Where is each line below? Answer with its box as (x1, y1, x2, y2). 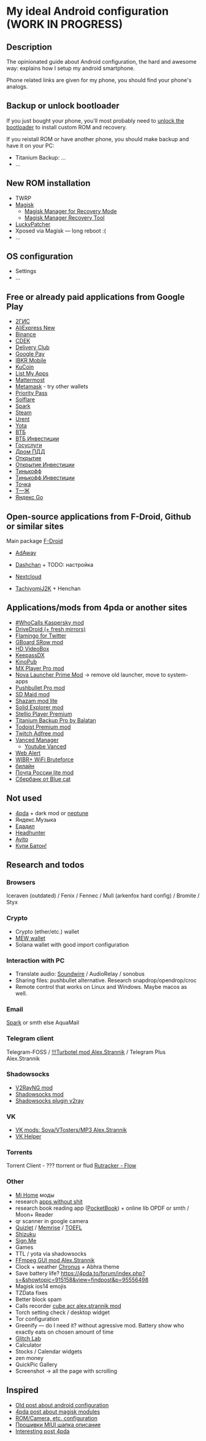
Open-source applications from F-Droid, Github (6, 511, 191, 522)
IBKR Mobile (15, 357, 47, 364)
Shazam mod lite (15, 697, 58, 704)
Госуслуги (15, 442, 42, 449)
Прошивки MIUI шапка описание (15, 1421, 101, 1428)
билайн (15, 762, 35, 769)
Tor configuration (15, 1315, 59, 1323)
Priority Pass (15, 390, 48, 397)
